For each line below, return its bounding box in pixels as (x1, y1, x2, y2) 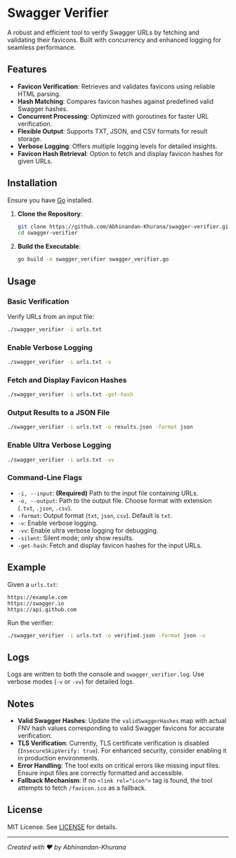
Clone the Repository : (17, 209, 83, 218)
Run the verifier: (7, 618, 54, 627)
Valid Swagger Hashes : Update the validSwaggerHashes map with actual (17, 717, 227, 725)
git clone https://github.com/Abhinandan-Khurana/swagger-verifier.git (17, 223, 232, 230)
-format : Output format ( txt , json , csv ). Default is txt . (17, 511, 173, 519)
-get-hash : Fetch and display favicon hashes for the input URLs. (17, 541, 202, 550)
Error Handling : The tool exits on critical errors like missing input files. (17, 761, 221, 770)
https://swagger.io (7, 599, 65, 607)
